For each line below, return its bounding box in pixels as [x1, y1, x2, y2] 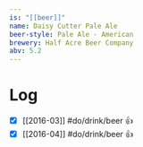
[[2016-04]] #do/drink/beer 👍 [21, 129, 134, 140]
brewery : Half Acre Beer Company [9, 38, 134, 48]
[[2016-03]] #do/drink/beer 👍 [21, 116, 134, 126]
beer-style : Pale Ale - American [9, 30, 134, 39]
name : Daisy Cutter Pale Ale [9, 22, 118, 30]
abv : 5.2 [9, 47, 42, 56]
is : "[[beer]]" [9, 13, 66, 22]
